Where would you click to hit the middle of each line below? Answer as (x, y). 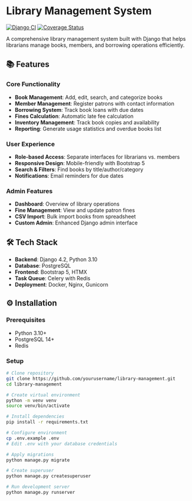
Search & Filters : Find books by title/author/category (79, 169)
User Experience (30, 144)
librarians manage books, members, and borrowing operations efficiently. (95, 45)
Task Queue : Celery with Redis (52, 278)
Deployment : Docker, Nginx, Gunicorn (61, 285)
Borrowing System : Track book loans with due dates (79, 110)
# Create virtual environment (43, 395)
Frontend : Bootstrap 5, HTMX (51, 272)
